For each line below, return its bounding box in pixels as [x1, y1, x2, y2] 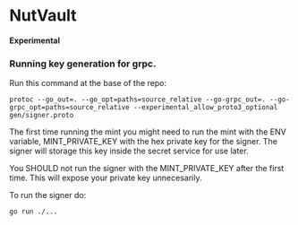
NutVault [9, 5, 78, 26]
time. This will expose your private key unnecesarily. [9, 172, 202, 184]
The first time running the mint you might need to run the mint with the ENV [9, 126, 286, 137]
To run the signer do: [9, 190, 87, 201]
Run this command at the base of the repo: [9, 78, 167, 89]
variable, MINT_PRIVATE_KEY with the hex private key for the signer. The [9, 136, 277, 147]
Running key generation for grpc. [9, 57, 157, 70]
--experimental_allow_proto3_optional [132, 103, 278, 112]
